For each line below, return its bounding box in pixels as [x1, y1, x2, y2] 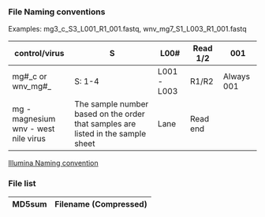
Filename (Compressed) [54, 198, 147, 209]
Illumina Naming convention [8, 159, 99, 168]
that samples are [74, 118, 136, 129]
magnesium [12, 114, 56, 125]
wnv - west [12, 123, 55, 134]
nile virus [12, 133, 46, 144]
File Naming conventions [8, 6, 106, 17]
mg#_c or [12, 71, 47, 82]
